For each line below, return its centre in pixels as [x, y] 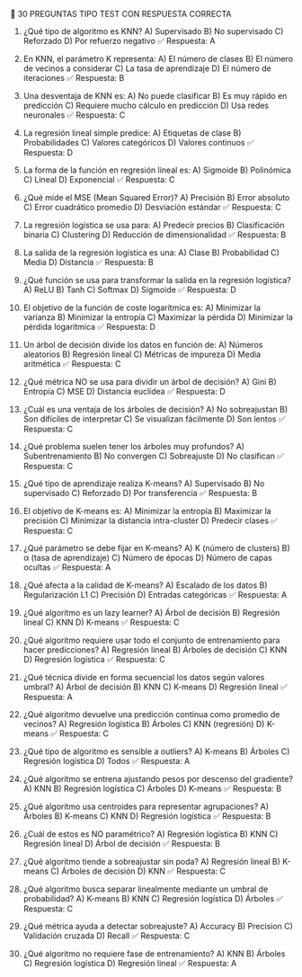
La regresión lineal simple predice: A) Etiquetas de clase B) [132, 133]
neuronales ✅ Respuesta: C [74, 115]
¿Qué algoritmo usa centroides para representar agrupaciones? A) [146, 806]
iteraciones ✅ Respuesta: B [74, 78]
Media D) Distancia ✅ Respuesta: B [88, 262]
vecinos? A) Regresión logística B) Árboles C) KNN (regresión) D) [144, 724]
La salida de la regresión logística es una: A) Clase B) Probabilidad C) [151, 253]
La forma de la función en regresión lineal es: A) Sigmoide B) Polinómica [157, 170]
